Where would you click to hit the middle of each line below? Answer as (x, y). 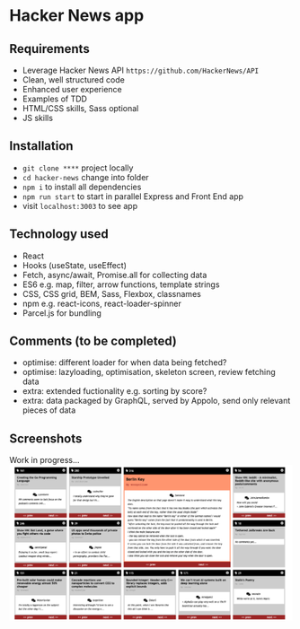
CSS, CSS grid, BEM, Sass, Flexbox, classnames (112, 293)
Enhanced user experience (72, 89)
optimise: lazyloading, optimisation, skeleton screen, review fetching (149, 372)
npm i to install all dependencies (82, 187)
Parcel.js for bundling (62, 313)
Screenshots (46, 438)
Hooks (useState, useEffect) (75, 265)
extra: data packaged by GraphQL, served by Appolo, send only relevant (156, 401)
